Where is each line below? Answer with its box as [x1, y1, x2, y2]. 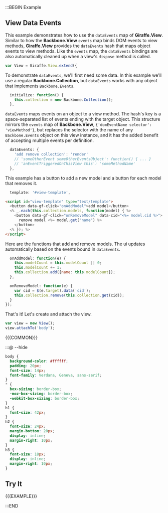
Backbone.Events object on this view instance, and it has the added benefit [5, 132, 159, 138]
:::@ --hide [5, 345, 28, 351]
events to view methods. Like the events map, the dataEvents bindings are [5, 48, 158, 54]
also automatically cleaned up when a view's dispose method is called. [5, 53, 151, 59]
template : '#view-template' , [10, 190, 71, 195]
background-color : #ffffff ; [10, 359, 69, 364]
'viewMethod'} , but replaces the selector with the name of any [5, 127, 133, 133]
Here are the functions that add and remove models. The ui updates [5, 241, 145, 247]
